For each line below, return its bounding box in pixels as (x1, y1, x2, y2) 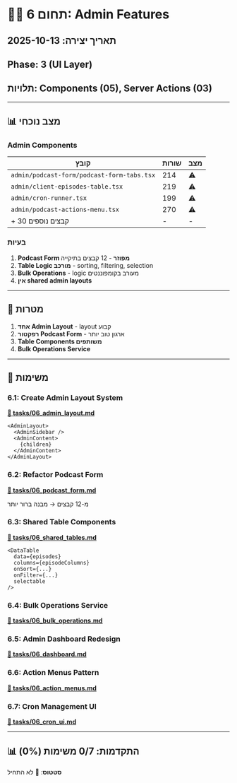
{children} (20, 441, 52, 448)
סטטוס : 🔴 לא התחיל (7, 767, 62, 776)
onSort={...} (13, 565, 52, 572)
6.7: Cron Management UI (7, 701, 97, 711)
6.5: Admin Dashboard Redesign (7, 634, 121, 644)
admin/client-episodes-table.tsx (11, 183, 123, 191)
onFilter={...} (13, 572, 59, 579)
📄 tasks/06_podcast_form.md (7, 485, 97, 494)
